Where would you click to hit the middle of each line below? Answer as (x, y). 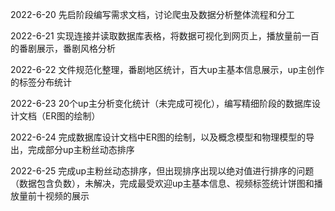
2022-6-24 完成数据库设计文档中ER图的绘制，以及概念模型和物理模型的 (158, 137)
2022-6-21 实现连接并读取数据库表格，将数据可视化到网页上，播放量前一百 (165, 36)
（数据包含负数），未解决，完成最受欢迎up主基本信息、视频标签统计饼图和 (162, 183)
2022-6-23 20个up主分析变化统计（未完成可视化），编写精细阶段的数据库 (161, 103)
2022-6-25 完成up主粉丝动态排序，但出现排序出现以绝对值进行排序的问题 (162, 171)
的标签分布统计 (41, 82)
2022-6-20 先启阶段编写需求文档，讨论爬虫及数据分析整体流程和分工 (152, 14)
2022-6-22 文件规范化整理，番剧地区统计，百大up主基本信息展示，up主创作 (167, 69)
